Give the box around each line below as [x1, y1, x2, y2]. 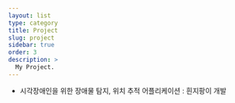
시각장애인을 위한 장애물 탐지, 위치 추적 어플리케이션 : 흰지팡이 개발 [19, 86, 227, 95]
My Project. [15, 63, 55, 71]
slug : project [8, 33, 55, 42]
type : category [8, 19, 59, 27]
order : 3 [8, 48, 37, 56]
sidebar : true [8, 41, 55, 49]
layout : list [8, 11, 51, 20]
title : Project [8, 26, 59, 34]
